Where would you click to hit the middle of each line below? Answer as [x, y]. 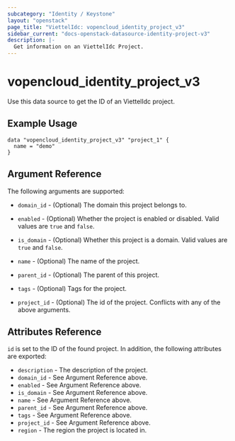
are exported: [27, 356]
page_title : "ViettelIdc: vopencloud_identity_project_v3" [96, 27]
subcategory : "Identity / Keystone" [61, 14]
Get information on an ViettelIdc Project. [79, 47]
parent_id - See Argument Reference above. [82, 408]
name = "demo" [34, 146]
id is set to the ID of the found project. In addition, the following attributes [114, 349]
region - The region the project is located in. [82, 430]
